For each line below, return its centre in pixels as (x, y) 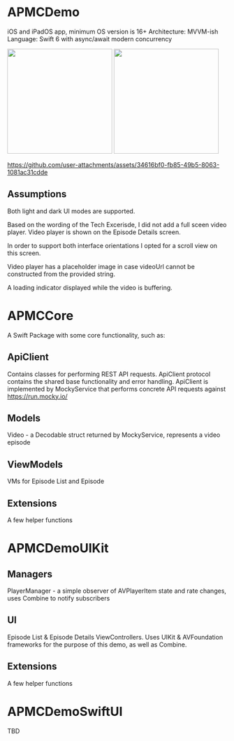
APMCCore (41, 316)
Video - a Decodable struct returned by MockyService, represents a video (114, 435)
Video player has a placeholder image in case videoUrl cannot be (101, 266)
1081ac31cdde (28, 172)
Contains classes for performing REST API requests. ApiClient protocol (109, 374)
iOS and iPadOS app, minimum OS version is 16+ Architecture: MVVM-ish (113, 31)
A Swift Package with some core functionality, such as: (86, 335)
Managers (30, 574)
